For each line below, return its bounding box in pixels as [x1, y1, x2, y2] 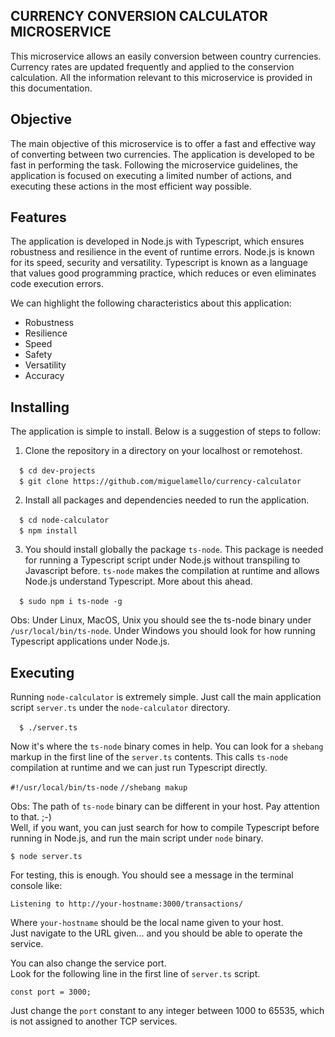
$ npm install [19, 526, 78, 536]
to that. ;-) [10, 811, 52, 823]
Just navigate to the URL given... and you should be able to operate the [10, 927, 303, 939]
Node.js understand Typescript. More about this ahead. [24, 575, 253, 588]
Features [10, 209, 67, 226]
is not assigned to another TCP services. [10, 1015, 178, 1028]
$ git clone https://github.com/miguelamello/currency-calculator [19, 477, 302, 487]
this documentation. [10, 82, 93, 94]
